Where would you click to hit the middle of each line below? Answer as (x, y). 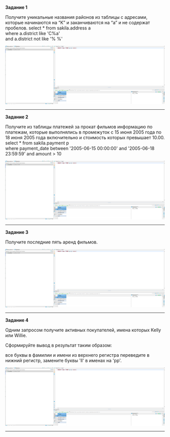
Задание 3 (17, 232)
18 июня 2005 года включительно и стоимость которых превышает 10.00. (85, 138)
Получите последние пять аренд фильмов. (52, 242)
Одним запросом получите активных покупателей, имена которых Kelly (83, 330)
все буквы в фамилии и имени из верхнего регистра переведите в (77, 355)
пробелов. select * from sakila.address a (48, 28)
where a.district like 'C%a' (33, 33)
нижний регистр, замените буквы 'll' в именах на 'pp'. (63, 360)
